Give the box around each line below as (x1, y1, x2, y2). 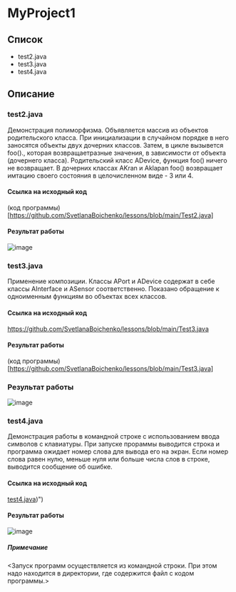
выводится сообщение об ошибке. (7, 462, 113, 471)
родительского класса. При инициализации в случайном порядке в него (7, 133, 230, 142)
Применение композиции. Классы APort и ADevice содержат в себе (7, 277, 215, 286)
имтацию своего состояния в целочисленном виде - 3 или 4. (7, 171, 194, 180)
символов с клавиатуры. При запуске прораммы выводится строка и (7, 440, 220, 449)
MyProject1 (7, 5, 76, 21)
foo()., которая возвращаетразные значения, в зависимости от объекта (7, 148, 227, 157)
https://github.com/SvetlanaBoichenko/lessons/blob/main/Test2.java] (9, 210, 214, 219)
